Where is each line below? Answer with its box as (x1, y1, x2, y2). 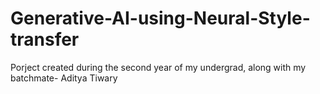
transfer (10, 28, 80, 51)
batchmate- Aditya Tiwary (10, 72, 118, 84)
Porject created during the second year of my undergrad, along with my (10, 61, 307, 73)
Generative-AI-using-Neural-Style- (10, 7, 311, 30)
